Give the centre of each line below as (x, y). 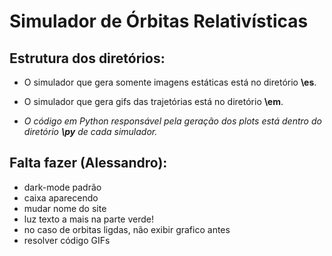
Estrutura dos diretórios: (87, 58)
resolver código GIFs (67, 240)
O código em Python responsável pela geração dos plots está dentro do (172, 121)
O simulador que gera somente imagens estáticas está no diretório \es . (170, 82)
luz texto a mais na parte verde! (88, 219)
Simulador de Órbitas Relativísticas (159, 21)
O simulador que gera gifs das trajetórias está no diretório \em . (153, 101)
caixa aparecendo (61, 197)
